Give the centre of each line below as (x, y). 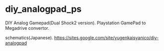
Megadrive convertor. (27, 28)
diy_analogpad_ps (43, 9)
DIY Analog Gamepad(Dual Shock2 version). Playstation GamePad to (76, 23)
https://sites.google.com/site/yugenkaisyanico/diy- (106, 38)
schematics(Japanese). (29, 38)
